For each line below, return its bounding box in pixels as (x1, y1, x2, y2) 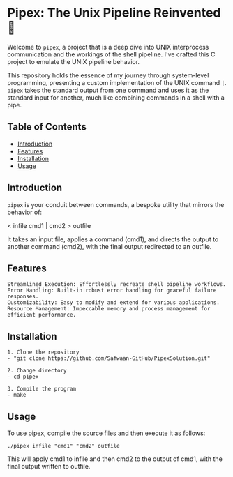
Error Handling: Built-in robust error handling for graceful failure (7, 287, 217, 294)
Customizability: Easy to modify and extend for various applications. (7, 299, 220, 306)
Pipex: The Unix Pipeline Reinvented (7, 5, 221, 21)
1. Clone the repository (7, 349, 80, 356)
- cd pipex (7, 373, 39, 381)
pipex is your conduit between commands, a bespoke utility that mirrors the (7, 200, 225, 209)
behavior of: (7, 208, 43, 216)
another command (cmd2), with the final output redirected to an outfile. (7, 242, 212, 250)
